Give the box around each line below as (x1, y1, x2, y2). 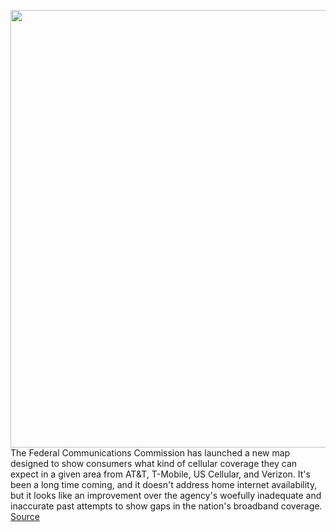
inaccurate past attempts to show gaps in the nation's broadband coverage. (10, 500, 323, 512)
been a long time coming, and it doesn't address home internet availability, (10, 479, 318, 490)
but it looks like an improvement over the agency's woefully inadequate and (10, 490, 322, 501)
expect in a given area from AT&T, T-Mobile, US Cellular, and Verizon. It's (10, 468, 311, 480)
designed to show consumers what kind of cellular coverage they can (10, 458, 298, 469)
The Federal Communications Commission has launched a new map (10, 447, 291, 459)
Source (10, 511, 40, 522)
